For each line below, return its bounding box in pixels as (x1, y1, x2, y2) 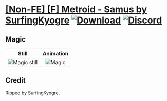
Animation (42, 50, 68, 57)
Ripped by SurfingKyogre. (5, 90, 60, 96)
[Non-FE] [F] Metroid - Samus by (5, 4, 147, 15)
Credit (5, 76, 26, 85)
